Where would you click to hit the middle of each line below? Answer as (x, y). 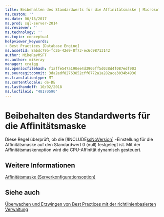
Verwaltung (17, 209)
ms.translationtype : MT (29, 78)
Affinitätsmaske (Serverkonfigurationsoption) (51, 177)
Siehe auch (22, 192)
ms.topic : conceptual (27, 37)
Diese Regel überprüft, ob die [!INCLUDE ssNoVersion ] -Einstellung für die (79, 139)
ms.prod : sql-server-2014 (31, 23)
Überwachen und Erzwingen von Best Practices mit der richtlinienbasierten (81, 204)
